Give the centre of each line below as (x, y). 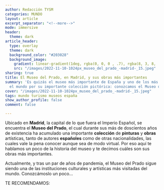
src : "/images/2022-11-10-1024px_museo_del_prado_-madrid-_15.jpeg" (85, 69)
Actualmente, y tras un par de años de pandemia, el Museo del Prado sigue (81, 163)
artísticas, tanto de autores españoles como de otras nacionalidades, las (78, 138)
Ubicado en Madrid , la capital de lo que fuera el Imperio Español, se (74, 123)
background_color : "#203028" (39, 55)
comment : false (20, 105)
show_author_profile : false (34, 100)
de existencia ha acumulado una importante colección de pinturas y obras (81, 133)
